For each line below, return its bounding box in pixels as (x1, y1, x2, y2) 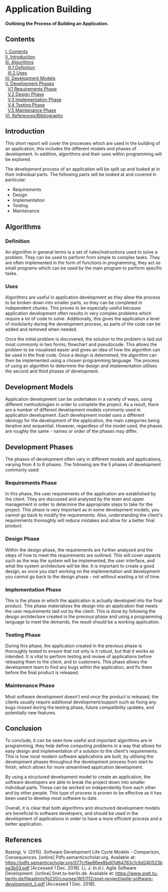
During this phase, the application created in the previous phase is (5, 643, 142, 649)
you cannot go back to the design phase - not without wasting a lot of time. (5, 573, 160, 579)
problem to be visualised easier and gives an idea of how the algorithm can (5, 347, 160, 353)
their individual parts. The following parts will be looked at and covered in (5, 171, 157, 177)
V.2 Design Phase (7, 91, 44, 97)
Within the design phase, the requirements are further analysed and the (5, 547, 153, 553)
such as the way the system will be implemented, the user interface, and (5, 557, 155, 564)
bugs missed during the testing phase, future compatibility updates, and (5, 704, 154, 710)
